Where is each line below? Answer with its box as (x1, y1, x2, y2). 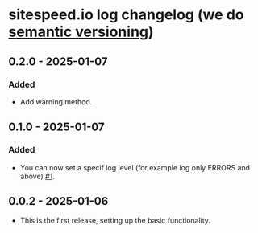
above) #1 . (19, 171, 55, 181)
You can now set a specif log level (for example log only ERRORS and (19, 162, 251, 172)
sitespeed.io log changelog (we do (8, 6, 244, 24)
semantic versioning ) (8, 22, 155, 41)
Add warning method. (19, 96, 93, 106)
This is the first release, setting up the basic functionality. (19, 215, 211, 226)
